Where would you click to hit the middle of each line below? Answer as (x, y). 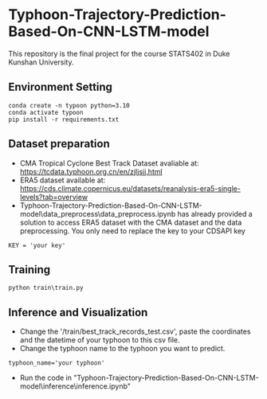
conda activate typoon (46, 112)
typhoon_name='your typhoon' (57, 363)
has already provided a (215, 213)
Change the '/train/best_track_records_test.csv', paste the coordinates (135, 331)
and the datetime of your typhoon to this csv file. (100, 340)
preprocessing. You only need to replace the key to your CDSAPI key (132, 231)
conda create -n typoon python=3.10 (69, 105)
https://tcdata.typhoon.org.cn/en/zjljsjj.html (91, 171)
